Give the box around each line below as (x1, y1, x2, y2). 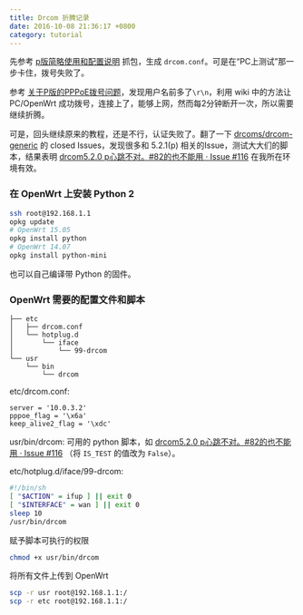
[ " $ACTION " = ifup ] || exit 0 (9, 492, 132, 502)
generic (9, 140, 38, 151)
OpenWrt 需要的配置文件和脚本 (9, 293, 145, 306)
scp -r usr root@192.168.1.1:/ (9, 589, 128, 598)
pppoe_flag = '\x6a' (9, 412, 88, 421)
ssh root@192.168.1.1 (9, 209, 92, 218)
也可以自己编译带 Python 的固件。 (9, 268, 136, 279)
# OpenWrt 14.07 (9, 242, 71, 252)
